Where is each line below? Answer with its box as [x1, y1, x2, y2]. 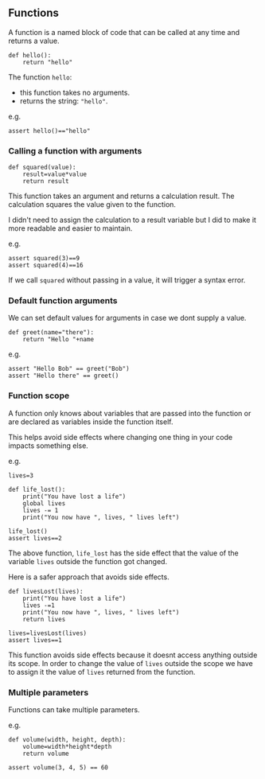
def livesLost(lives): [8, 587, 84, 595]
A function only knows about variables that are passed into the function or [8, 408, 251, 418]
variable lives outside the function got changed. [8, 556, 168, 566]
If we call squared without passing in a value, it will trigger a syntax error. [8, 275, 246, 285]
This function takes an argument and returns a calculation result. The [8, 191, 235, 201]
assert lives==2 [8, 534, 62, 542]
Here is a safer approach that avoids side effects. [8, 572, 170, 582]
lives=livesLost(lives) [8, 629, 88, 637]
